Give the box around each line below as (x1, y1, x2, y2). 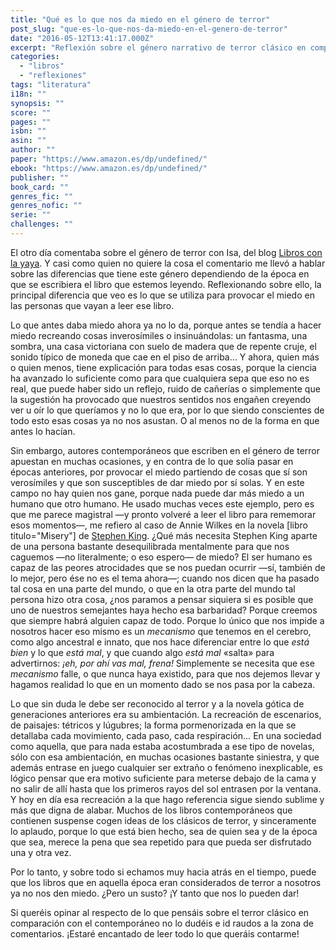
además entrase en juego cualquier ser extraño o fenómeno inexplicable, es (10, 761, 323, 773)
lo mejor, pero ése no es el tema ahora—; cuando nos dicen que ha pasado (10, 572, 320, 584)
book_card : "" (10, 182, 70, 192)
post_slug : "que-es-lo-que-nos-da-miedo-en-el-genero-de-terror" (10, 24, 288, 34)
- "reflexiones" (19, 71, 87, 81)
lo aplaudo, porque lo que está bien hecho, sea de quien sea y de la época (10, 825, 318, 837)
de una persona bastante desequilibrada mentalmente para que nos (10, 540, 290, 552)
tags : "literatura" (10, 80, 92, 90)
